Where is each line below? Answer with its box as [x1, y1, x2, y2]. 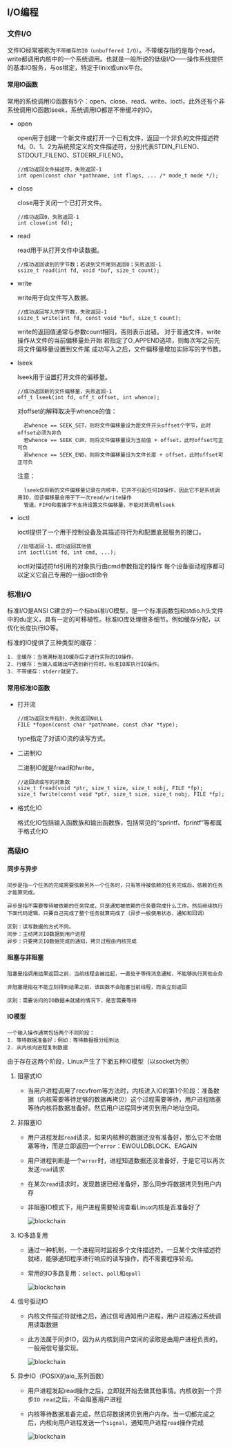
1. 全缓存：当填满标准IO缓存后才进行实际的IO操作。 [7, 653, 137, 661]
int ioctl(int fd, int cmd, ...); [17, 548, 117, 556]
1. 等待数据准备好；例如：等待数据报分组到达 [7, 1037, 119, 1044]
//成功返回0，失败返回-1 [17, 213, 79, 220]
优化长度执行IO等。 [7, 624, 62, 632]
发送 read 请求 [27, 1165, 65, 1173]
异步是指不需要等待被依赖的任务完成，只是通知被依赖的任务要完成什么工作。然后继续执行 [7, 902, 223, 910]
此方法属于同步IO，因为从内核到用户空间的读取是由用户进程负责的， [27, 1335, 222, 1343]
